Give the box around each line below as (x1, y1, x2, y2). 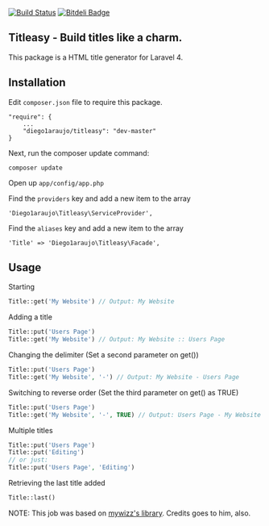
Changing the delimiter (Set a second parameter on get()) (8, 350, 199, 360)
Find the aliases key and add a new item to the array (8, 223, 184, 233)
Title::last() (8, 494, 56, 502)
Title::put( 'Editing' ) (8, 449, 85, 457)
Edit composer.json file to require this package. (8, 97, 163, 106)
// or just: (8, 456, 48, 464)
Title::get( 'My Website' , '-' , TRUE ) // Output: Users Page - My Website (8, 411, 262, 419)
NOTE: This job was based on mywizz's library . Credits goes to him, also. (8, 508, 251, 518)
